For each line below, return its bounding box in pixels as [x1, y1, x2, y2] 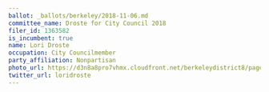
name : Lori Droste [8, 42, 70, 50]
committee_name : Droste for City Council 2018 [8, 19, 167, 27]
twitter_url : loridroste [8, 71, 91, 79]
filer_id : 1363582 [8, 26, 70, 34]
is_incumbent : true [8, 34, 74, 42]
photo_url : [8, 64, 45, 72]
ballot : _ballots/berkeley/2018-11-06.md [8, 11, 149, 20]
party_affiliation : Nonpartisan [8, 57, 116, 65]
